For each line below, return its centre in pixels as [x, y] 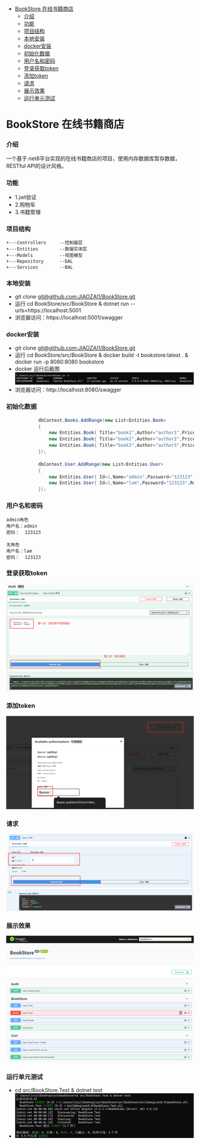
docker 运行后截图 [37, 369]
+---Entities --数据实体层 [47, 249]
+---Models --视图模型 [45, 256]
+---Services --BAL [40, 268]
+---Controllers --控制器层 [45, 243]
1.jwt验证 [26, 197]
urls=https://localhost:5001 [48, 310]
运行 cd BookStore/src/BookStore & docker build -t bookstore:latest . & [101, 355]
